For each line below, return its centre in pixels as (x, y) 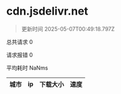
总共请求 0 (20, 42)
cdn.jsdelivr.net (47, 11)
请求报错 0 (20, 55)
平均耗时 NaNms (27, 68)
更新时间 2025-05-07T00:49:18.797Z (68, 29)
